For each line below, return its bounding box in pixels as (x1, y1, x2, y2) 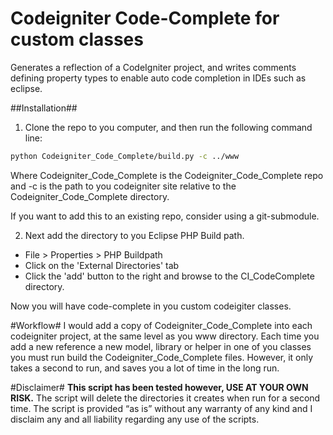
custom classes (10, 28, 144, 51)
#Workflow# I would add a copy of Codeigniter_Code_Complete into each (10, 319, 313, 331)
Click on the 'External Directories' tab (24, 259, 180, 271)
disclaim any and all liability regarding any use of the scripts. (10, 413, 260, 425)
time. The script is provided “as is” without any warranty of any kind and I (10, 402, 313, 414)
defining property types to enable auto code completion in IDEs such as (10, 72, 307, 84)
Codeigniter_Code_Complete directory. (10, 190, 170, 202)
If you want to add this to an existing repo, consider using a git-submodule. (10, 210, 320, 222)
